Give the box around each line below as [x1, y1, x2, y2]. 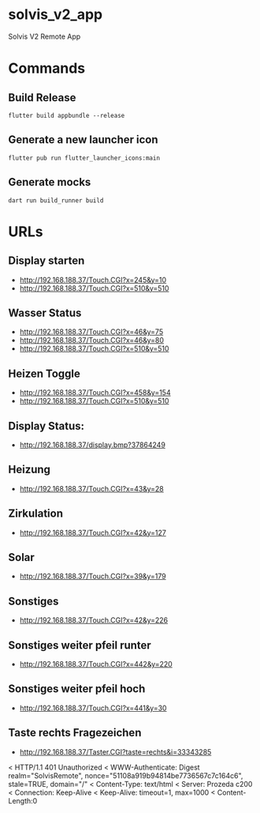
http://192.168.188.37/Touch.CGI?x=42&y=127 [19, 528, 167, 537]
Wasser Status [8, 306, 82, 319]
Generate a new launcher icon [8, 133, 159, 147]
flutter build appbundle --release [8, 111, 125, 119]
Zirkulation [8, 507, 63, 521]
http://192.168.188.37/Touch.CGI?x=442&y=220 [19, 660, 173, 669]
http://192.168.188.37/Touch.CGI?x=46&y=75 [19, 327, 164, 337]
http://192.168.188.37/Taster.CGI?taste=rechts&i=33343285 [19, 747, 212, 756]
